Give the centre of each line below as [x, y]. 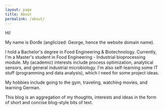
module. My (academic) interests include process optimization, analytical [79, 63]
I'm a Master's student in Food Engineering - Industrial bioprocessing [75, 57]
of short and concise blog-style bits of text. [49, 103]
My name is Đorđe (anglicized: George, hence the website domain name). [80, 42]
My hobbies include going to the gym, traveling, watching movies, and [76, 82]
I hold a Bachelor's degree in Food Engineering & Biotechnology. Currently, [81, 52]
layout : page [18, 10]
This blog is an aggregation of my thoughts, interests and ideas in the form [81, 97]
